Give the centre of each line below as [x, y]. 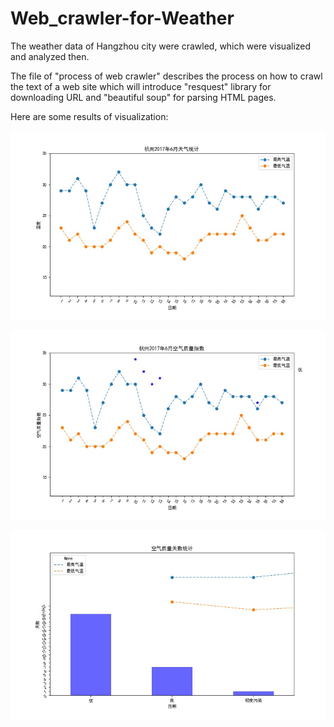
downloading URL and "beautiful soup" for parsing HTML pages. [143, 97]
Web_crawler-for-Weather [122, 18]
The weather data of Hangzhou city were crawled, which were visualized [161, 46]
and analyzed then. [50, 56]
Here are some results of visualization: [89, 116]
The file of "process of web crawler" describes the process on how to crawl [166, 76]
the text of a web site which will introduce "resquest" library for [141, 86]
